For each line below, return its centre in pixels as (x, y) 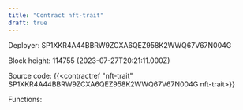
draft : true (28, 23)
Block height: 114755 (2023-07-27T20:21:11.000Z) (89, 60)
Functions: (25, 99)
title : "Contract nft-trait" (56, 15)
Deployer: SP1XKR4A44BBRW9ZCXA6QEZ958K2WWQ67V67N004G (120, 45)
